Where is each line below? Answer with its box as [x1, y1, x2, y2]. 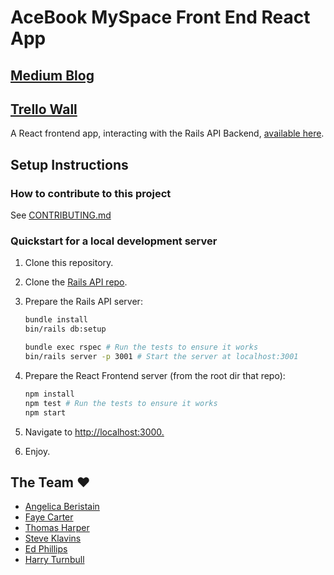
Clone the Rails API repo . [24, 276, 128, 288]
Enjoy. [24, 445, 51, 457]
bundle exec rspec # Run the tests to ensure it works [24, 342, 259, 353]
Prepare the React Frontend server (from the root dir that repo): [24, 369, 286, 381]
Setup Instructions [10, 156, 129, 173]
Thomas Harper [24, 522, 90, 534]
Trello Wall [10, 101, 78, 118]
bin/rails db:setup [24, 324, 107, 335]
